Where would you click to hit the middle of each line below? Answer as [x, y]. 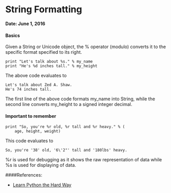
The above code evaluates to [36, 76]
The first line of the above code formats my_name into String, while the [80, 99]
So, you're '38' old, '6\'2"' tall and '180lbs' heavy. [66, 150]
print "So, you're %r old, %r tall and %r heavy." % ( [65, 127]
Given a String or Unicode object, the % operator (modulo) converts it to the [85, 47]
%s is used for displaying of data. [41, 165]
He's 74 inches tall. [28, 90]
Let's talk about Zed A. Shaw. [39, 85]
